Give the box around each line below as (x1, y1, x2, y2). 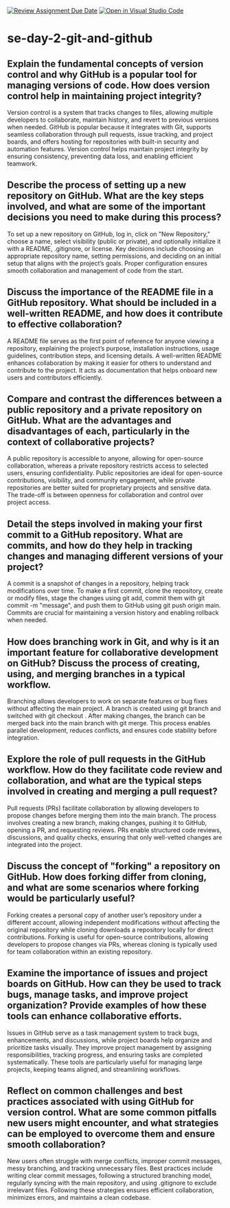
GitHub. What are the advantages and (7, 415, 172, 426)
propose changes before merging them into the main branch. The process (7, 811, 217, 820)
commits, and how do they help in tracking (7, 540, 193, 551)
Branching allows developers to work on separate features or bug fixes (7, 697, 208, 705)
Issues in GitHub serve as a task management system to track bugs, (7, 1029, 200, 1037)
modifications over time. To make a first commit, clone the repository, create (7, 586, 223, 595)
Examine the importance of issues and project (7, 967, 208, 979)
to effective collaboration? (7, 318, 122, 330)
